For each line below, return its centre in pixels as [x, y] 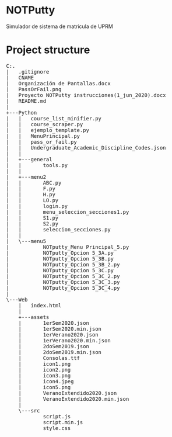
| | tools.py [37, 165]
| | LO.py [32, 200]
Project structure [48, 50]
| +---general [29, 159]
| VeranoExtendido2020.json [68, 393]
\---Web [17, 299]
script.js [57, 416]
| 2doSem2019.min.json [60, 352]
